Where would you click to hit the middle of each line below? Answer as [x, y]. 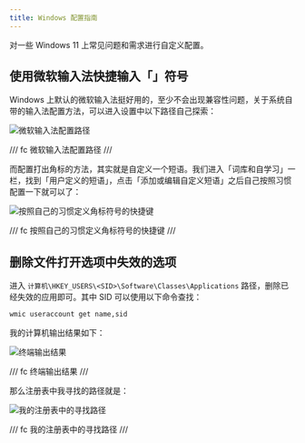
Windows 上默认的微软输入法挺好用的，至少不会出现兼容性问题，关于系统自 [151, 100]
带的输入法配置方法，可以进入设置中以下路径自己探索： [113, 111]
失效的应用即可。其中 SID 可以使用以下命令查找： [109, 297]
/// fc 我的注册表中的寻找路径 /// [69, 429]
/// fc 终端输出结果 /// [49, 372]
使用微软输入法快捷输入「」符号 [99, 77]
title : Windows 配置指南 [54, 18]
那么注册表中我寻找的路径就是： [69, 391]
